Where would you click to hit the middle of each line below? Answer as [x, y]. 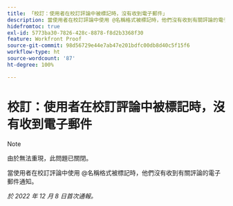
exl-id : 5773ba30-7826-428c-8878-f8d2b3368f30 [75, 33]
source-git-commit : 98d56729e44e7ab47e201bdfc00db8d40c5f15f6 [99, 45]
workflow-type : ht [34, 52]
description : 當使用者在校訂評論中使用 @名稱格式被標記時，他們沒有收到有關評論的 [113, 20]
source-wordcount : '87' [41, 59]
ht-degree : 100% [30, 65]
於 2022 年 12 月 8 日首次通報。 [52, 196]
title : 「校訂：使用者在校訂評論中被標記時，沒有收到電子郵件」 [87, 13]
